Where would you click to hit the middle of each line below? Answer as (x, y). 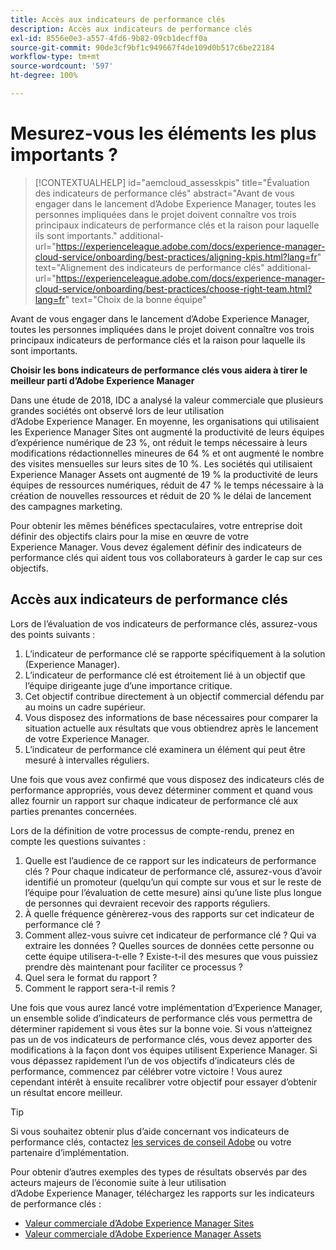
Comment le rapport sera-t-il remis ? (100, 988)
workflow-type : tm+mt (55, 57)
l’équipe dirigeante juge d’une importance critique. (128, 685)
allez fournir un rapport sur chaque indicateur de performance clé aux (154, 800)
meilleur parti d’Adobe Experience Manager (102, 380)
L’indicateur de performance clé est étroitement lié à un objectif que (165, 675)
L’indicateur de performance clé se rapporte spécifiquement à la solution (175, 653)
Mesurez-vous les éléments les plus (163, 133)
